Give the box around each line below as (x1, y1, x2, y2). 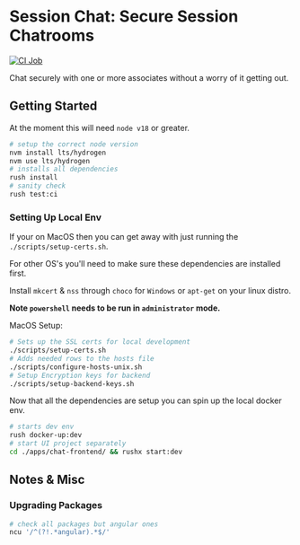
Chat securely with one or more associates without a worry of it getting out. (9, 72, 289, 83)
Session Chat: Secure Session (9, 6, 239, 27)
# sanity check (9, 181, 66, 190)
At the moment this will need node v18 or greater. (9, 122, 190, 133)
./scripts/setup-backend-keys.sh (9, 379, 135, 388)
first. (9, 268, 27, 279)
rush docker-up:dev (9, 431, 83, 440)
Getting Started (9, 99, 98, 114)
